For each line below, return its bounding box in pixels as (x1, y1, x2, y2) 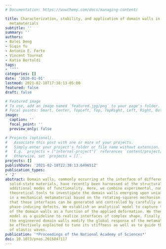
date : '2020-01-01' (5, 76, 45, 81)
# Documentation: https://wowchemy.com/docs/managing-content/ (5, 7, 138, 12)
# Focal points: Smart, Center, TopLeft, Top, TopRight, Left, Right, (5, 108, 154, 113)
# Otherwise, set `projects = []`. (5, 154, 83, 159)
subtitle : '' (5, 25, 32, 30)
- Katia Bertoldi (5, 57, 41, 62)
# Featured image (5, 99, 41, 104)
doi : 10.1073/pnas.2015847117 (5, 237, 68, 242)
